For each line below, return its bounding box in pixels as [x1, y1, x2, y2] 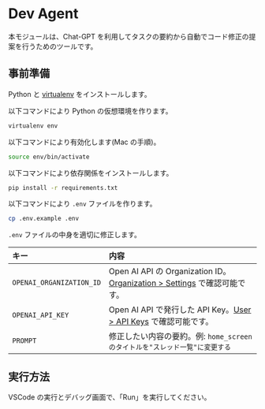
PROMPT [12, 336, 37, 345]
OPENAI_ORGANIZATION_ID [12, 278, 102, 288]
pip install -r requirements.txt [8, 184, 118, 191]
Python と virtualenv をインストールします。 [8, 89, 151, 99]
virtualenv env [8, 121, 58, 130]
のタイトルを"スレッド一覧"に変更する [109, 343, 231, 351]
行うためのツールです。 [21, 41, 98, 51]
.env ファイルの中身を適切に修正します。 [8, 230, 142, 240]
